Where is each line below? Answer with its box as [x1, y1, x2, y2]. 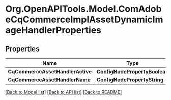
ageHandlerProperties [5, 25, 102, 36]
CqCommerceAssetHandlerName [8, 76, 91, 83]
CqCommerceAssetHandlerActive [8, 68, 92, 75]
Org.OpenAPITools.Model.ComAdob [5, 3, 162, 15]
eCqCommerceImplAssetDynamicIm [5, 14, 163, 25]
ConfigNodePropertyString [96, 76, 164, 83]
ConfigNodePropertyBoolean [96, 68, 169, 75]
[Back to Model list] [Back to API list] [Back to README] [5, 89, 122, 95]
